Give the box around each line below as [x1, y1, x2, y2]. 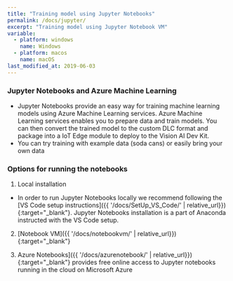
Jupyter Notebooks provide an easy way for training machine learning [17, 101, 220, 110]
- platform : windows [13, 37, 74, 44]
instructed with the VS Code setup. [17, 216, 119, 225]
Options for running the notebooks [7, 164, 128, 174]
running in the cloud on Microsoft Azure [17, 266, 133, 274]
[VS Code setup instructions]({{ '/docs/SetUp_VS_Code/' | [17, 201, 186, 209]
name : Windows [20, 43, 61, 50]
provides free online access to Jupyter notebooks [72, 258, 216, 267]
